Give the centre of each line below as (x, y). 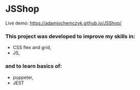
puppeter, (23, 77)
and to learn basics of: (34, 66)
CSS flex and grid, (32, 48)
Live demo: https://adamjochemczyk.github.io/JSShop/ (64, 23)
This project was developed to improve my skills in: (70, 36)
